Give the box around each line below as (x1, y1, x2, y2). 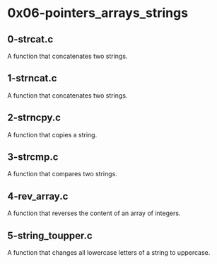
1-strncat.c (7, 72, 57, 84)
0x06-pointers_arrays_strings (7, 5, 189, 21)
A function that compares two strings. (7, 170, 118, 178)
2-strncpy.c (7, 112, 61, 124)
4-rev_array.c (7, 190, 69, 202)
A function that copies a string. (7, 130, 98, 139)
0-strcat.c (7, 33, 54, 45)
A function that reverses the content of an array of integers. (7, 209, 181, 217)
